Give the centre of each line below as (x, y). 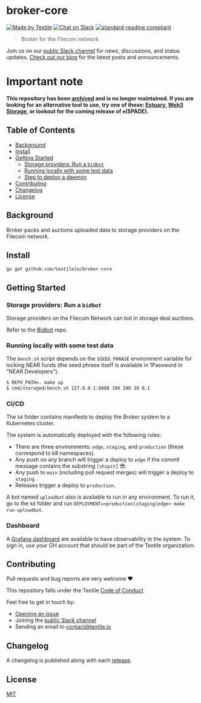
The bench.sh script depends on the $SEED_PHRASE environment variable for (99, 359)
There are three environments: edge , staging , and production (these (99, 447)
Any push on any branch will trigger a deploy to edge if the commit (97, 460)
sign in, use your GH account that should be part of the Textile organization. (101, 545)
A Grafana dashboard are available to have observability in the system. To (98, 538)
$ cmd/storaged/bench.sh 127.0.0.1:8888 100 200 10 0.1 (78, 388)
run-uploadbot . (25, 510)
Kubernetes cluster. (31, 423)
